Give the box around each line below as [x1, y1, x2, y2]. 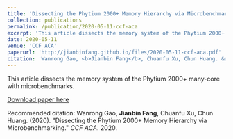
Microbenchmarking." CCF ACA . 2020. [7, 123, 118, 132]
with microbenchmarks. [7, 81, 75, 90]
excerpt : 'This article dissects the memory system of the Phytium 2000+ [7, 29, 225, 37]
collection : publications [7, 17, 82, 24]
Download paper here [7, 95, 69, 104]
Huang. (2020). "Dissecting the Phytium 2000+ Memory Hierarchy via [7, 116, 207, 124]
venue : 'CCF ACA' [7, 42, 58, 49]
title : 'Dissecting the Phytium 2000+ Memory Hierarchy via [7, 10, 185, 17]
